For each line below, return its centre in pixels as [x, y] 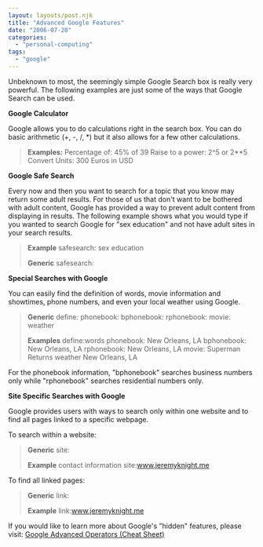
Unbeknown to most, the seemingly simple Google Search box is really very [130, 81]
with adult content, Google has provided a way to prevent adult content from [131, 207]
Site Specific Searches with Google [67, 396]
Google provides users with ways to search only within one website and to [128, 411]
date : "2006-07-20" [40, 30]
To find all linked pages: [47, 480]
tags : [17, 52]
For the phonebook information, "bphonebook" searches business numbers [130, 372]
